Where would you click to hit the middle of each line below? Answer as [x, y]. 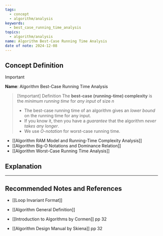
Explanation [24, 166]
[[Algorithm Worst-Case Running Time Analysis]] [61, 151]
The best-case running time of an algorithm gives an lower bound [90, 110]
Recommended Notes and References [64, 189]
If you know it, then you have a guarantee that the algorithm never [90, 121]
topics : [13, 32]
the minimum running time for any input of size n [65, 101]
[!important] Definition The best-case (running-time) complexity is [84, 96]
